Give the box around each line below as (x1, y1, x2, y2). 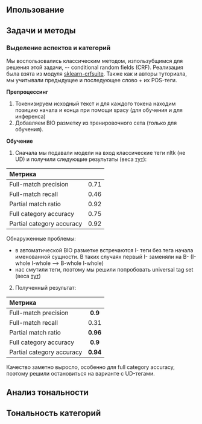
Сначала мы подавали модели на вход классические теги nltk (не (14, 149, 186, 157)
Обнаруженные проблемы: (6, 235, 77, 243)
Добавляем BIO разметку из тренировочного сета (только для (14, 119, 177, 126)
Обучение (6, 137, 33, 145)
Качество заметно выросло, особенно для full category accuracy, (6, 364, 175, 371)
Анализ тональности (6, 387, 89, 398)
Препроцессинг (6, 88, 49, 96)
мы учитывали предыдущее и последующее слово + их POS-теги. (6, 77, 177, 84)
